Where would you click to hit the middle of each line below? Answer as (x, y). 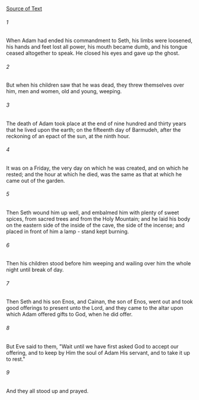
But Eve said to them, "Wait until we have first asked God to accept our (92, 346)
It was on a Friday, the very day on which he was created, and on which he (97, 168)
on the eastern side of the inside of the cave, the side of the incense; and (95, 226)
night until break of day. (35, 270)
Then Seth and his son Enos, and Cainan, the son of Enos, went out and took (100, 301)
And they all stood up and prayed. (47, 391)
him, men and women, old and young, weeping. (64, 91)
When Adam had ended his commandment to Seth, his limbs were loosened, (99, 40)
